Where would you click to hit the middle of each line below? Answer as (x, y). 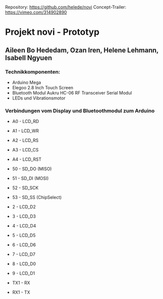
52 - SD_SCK (25, 188)
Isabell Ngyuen (29, 58)
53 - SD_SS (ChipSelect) (37, 198)
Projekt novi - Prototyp (52, 32)
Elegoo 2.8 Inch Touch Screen (43, 87)
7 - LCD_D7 (24, 254)
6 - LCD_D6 (24, 245)
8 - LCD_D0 (24, 264)
